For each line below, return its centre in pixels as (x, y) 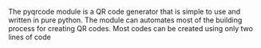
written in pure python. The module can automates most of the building (125, 20)
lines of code (30, 37)
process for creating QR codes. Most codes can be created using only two (131, 28)
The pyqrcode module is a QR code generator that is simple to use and (125, 12)
